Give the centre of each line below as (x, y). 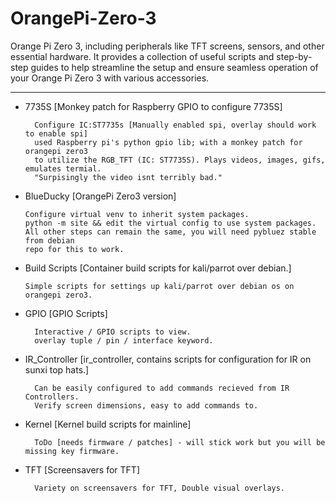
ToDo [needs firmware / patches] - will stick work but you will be (180, 442)
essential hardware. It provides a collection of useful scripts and (142, 56)
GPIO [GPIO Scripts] (66, 313)
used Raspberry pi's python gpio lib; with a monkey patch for (168, 142)
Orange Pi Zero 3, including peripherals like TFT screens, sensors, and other (167, 46)
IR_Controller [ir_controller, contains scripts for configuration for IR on (168, 359)
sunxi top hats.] (57, 369)
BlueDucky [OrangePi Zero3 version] (100, 196)
